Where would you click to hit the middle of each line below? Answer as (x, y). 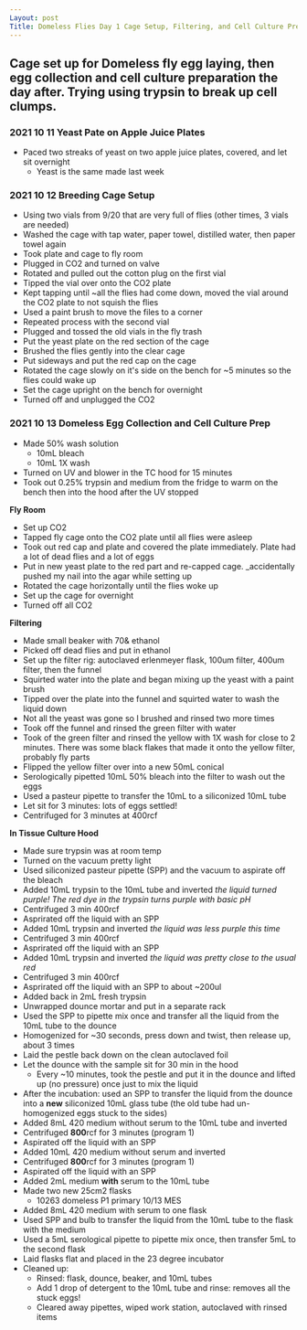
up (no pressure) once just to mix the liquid (117, 1083)
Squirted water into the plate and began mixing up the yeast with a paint (158, 679)
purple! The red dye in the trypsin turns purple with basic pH (137, 899)
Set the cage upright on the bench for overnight (112, 390)
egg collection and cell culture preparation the (144, 77)
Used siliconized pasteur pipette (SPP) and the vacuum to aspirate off (154, 870)
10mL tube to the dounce (69, 1026)
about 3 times (48, 1045)
